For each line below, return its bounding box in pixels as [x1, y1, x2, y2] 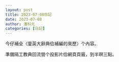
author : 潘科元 [5, 21, 35, 27]
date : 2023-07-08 [5, 17, 42, 22]
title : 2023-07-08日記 [5, 12, 52, 17]
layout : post [5, 7, 33, 13]
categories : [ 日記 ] [5, 26, 45, 31]
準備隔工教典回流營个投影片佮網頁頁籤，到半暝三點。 [5, 51, 117, 57]
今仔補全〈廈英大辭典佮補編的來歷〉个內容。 [5, 41, 99, 47]
